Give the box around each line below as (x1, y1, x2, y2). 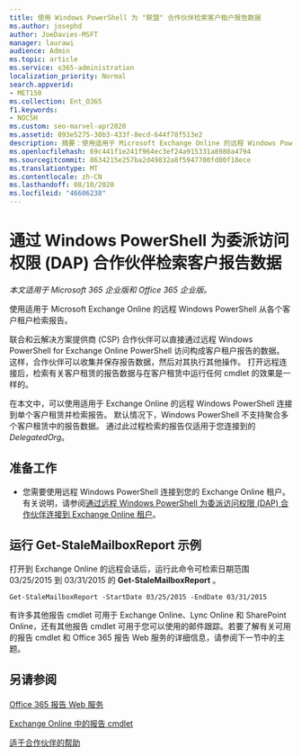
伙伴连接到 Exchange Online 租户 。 (30, 508, 161, 519)
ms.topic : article (9, 55, 78, 64)
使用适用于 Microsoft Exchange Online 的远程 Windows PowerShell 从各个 (9, 303, 283, 314)
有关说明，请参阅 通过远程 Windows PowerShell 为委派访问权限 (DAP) (22, 497, 279, 508)
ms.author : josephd (9, 22, 83, 31)
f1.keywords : (9, 105, 58, 114)
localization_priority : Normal (9, 72, 127, 81)
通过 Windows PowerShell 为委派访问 (9, 230, 289, 251)
